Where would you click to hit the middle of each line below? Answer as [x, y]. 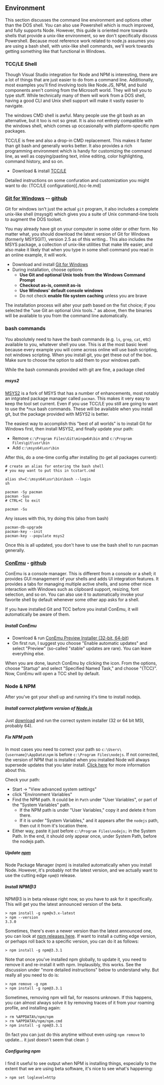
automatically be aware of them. [37, 614]
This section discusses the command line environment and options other [78, 20]
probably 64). [19, 726]
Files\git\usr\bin [31, 443]
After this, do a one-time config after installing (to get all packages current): [81, 457]
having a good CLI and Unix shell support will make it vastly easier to [74, 101]
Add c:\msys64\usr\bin [36, 448]
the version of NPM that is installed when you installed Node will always [78, 760]
